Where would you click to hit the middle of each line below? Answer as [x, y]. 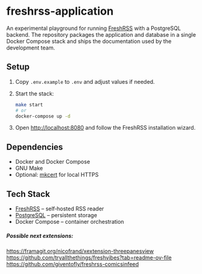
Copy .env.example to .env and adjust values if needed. [85, 81]
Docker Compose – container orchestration [69, 222]
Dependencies [35, 147]
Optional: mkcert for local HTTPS [57, 175]
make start [29, 105]
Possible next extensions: [40, 235]
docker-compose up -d [43, 116]
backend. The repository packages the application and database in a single [101, 34]
